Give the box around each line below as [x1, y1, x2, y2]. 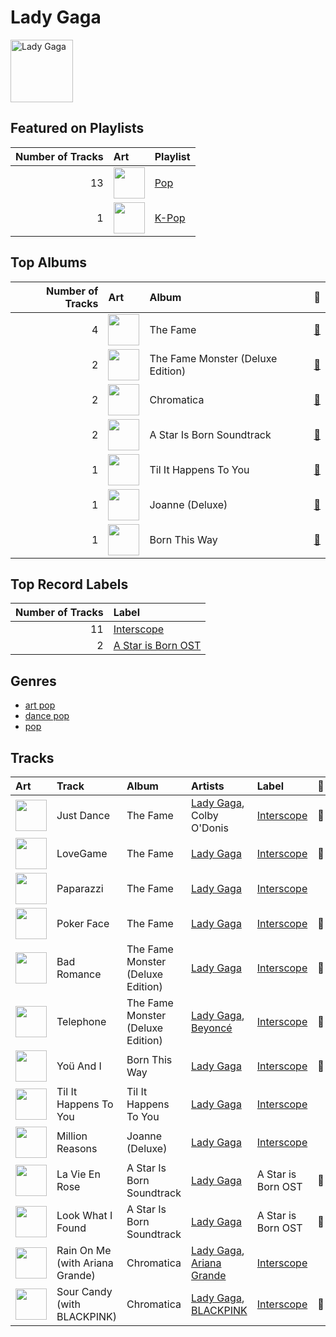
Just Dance [56, 809, 111, 822]
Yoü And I [56, 1059, 102, 1073]
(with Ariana [56, 1256, 114, 1270]
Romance [56, 967, 102, 981]
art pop [24, 699, 56, 711]
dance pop [24, 710, 70, 722]
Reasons [56, 1142, 98, 1155]
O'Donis [190, 821, 229, 835]
